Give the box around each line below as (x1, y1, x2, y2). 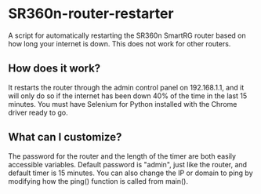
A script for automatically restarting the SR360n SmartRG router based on (8, 31, 247, 40)
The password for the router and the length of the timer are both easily (8, 151, 237, 161)
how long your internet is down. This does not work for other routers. (8, 38, 231, 48)
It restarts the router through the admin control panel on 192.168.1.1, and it (8, 82, 245, 92)
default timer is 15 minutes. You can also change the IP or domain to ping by (8, 168, 253, 178)
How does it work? (8, 62, 101, 75)
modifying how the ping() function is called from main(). (8, 176, 188, 185)
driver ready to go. (8, 108, 68, 117)
